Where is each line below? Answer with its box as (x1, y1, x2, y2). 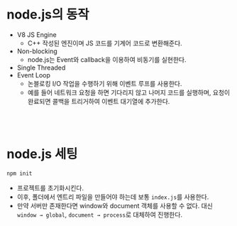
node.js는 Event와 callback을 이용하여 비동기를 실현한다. (27, 55, 187, 64)
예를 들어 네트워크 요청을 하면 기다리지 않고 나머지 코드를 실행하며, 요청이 (27, 88, 231, 97)
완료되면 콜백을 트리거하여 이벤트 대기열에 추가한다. (27, 97, 170, 105)
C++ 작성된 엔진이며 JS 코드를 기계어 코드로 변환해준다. (27, 38, 182, 47)
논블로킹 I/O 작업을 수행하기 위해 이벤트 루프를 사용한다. (27, 79, 182, 87)
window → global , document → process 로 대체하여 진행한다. (16, 210, 182, 219)
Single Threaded (16, 63, 66, 72)
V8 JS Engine (16, 30, 57, 39)
